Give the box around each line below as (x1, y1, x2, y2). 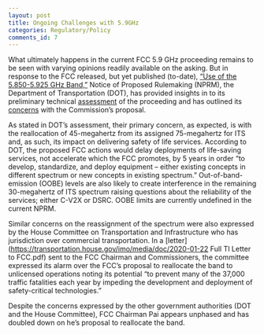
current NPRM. (8, 204, 57, 213)
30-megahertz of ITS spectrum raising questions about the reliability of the (8, 187, 252, 197)
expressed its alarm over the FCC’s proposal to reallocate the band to (8, 261, 233, 271)
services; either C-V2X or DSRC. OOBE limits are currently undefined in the (8, 196, 252, 205)
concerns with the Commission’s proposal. (8, 105, 147, 115)
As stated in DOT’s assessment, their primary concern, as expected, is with (8, 120, 252, 130)
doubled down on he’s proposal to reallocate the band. (8, 318, 185, 327)
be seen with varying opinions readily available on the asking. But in (8, 64, 229, 73)
